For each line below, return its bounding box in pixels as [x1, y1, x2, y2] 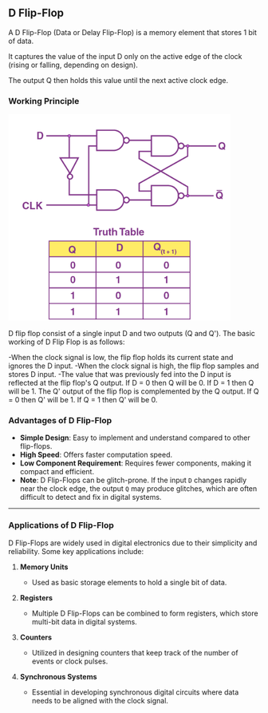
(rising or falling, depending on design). [8, 60, 138, 69]
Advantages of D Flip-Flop [8, 415, 112, 426]
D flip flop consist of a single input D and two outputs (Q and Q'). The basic [8, 329, 255, 339]
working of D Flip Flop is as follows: [8, 337, 125, 347]
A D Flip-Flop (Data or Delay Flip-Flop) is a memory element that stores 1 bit [8, 27, 258, 37]
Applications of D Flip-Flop [8, 520, 114, 531]
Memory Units [19, 562, 69, 572]
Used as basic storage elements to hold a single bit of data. [31, 577, 227, 587]
